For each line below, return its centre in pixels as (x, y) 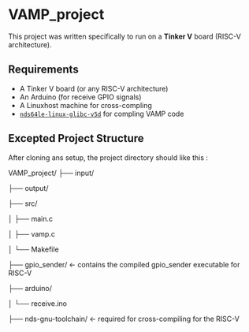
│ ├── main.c (31, 218)
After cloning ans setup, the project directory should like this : (108, 157)
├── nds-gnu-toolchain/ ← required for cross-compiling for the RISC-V (124, 319)
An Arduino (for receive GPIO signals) (80, 97)
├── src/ (23, 203)
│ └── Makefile (33, 249)
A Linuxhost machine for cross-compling (85, 105)
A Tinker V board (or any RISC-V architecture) (94, 88)
